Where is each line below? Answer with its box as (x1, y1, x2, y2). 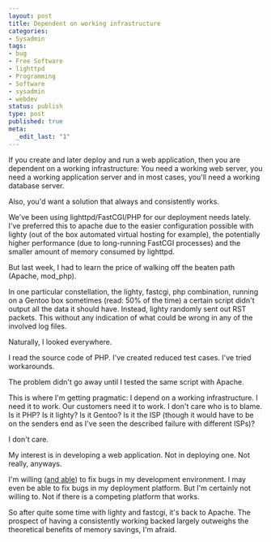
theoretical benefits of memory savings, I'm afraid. (8, 524, 177, 534)
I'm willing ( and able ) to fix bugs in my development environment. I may (8, 474, 247, 484)
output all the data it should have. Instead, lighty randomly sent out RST (8, 303, 247, 313)
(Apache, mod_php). (8, 271, 77, 281)
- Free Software (8, 58, 63, 66)
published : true (8, 118, 63, 126)
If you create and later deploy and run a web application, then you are (8, 155, 241, 165)
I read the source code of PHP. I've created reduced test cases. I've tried (8, 352, 252, 362)
